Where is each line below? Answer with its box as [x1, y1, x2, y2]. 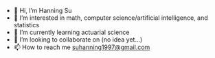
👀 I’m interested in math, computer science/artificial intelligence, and [13, 14, 208, 22]
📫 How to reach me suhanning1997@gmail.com [13, 43, 150, 51]
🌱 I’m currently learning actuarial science [13, 28, 130, 36]
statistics [13, 21, 40, 29]
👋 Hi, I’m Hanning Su [13, 7, 72, 14]
